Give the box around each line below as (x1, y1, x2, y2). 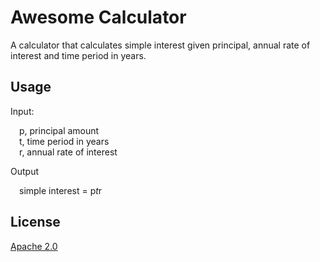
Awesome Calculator (10, 6, 187, 29)
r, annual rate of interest (19, 146, 118, 158)
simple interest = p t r (19, 184, 103, 196)
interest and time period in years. (10, 49, 147, 61)
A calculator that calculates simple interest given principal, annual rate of (10, 39, 311, 51)
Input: (10, 105, 35, 117)
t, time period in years (19, 135, 110, 147)
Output (10, 165, 39, 177)
